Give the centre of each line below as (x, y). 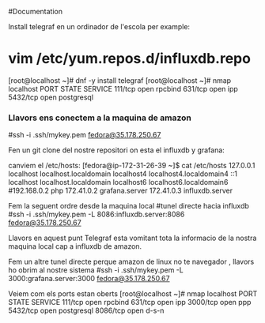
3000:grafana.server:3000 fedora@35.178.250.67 (89, 279)
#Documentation (36, 11)
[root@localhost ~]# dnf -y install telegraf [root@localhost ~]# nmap (120, 80)
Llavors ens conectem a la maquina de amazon (100, 118)
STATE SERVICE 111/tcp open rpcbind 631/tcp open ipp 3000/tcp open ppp (130, 302)
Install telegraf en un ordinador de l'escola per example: (99, 26)
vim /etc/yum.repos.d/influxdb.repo (130, 59)
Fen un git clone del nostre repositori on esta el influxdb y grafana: (117, 150)
